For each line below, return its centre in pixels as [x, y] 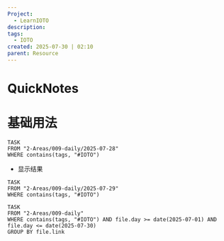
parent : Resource [33, 54]
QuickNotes [43, 89]
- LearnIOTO [32, 21]
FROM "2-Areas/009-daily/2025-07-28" [63, 149]
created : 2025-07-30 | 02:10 [50, 47]
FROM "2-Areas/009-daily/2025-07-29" [63, 189]
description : [27, 27]
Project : [20, 14]
